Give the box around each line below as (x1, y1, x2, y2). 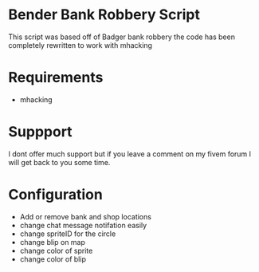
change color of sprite (19, 246, 93, 255)
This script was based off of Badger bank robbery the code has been (8, 32, 235, 41)
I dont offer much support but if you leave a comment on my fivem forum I (8, 149, 252, 159)
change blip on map (19, 237, 86, 246)
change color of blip (19, 254, 86, 264)
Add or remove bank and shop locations (19, 211, 151, 221)
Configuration (8, 186, 104, 203)
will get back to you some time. (8, 157, 111, 167)
